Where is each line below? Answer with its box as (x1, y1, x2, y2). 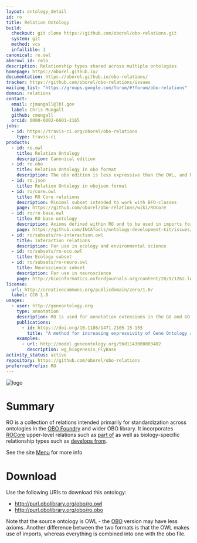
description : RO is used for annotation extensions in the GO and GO (16, 314, 191, 320)
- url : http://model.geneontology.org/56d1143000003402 (21, 341, 161, 347)
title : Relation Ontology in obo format (16, 167, 117, 173)
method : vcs (11, 42, 41, 47)
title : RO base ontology (16, 216, 77, 222)
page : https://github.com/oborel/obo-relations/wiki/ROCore (16, 205, 167, 211)
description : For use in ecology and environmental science (16, 243, 167, 249)
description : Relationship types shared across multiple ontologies (6, 63, 177, 69)
